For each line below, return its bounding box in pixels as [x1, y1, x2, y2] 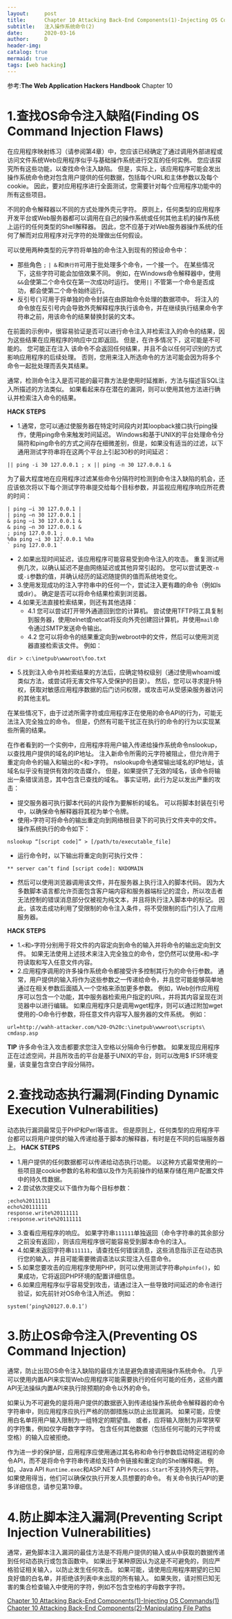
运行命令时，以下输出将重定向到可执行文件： [17, 851, 145, 860]
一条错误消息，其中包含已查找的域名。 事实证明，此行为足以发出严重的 [12, 775, 215, 784]
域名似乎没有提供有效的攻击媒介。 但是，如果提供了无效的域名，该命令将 [7, 766, 215, 775]
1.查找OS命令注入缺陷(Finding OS [7, 108, 200, 124]
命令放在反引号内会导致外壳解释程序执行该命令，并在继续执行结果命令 [17, 304, 217, 312]
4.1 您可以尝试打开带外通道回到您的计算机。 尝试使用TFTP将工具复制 [27, 607, 223, 615]
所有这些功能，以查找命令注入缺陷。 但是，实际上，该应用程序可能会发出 [12, 164, 221, 173]
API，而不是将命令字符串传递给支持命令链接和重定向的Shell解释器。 [12, 1456, 206, 1465]
